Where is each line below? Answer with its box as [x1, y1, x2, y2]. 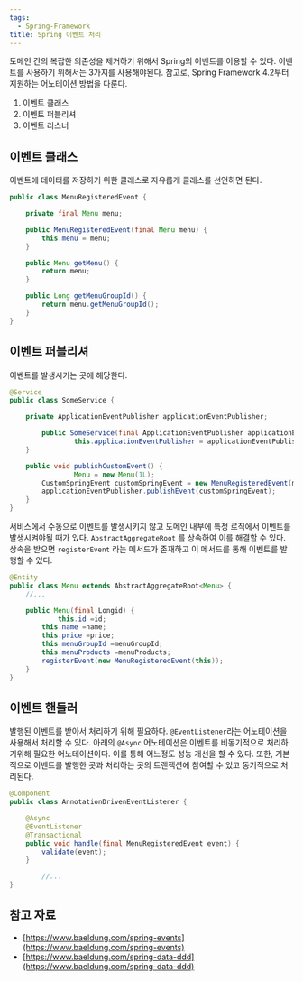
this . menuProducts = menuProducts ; [41, 648, 171, 657]
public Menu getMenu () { [25, 258, 119, 267]
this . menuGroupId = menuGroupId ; [41, 640, 164, 649]
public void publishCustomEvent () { [25, 461, 164, 470]
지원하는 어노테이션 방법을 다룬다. [9, 79, 128, 89]
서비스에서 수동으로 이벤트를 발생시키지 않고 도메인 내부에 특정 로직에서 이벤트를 [9, 521, 291, 532]
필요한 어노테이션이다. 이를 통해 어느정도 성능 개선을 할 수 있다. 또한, [32, 748, 273, 759]
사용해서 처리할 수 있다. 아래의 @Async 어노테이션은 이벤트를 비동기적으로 [9, 737, 265, 748]
